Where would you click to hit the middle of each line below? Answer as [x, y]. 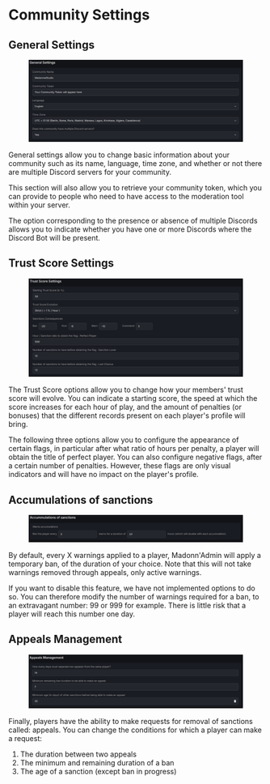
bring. [18, 424]
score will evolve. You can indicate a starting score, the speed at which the [133, 398]
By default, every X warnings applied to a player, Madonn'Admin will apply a [135, 555]
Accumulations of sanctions [81, 500]
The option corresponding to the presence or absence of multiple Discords [133, 220]
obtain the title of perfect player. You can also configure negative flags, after [135, 457]
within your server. [40, 205]
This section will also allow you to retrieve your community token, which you [135, 187]
